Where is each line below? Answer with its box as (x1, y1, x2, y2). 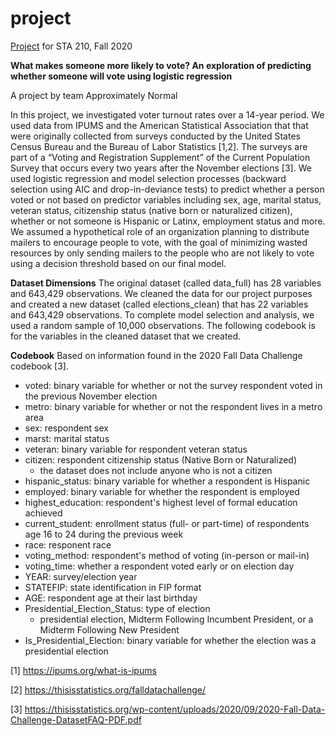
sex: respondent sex (24, 422, 109, 434)
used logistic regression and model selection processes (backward (10, 172, 287, 184)
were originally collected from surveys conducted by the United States (10, 130, 301, 142)
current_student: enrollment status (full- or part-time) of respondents (24, 517, 310, 529)
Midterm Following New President (39, 623, 180, 636)
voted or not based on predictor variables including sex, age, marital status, (10, 193, 322, 206)
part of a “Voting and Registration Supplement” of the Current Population (10, 151, 311, 163)
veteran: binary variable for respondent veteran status (24, 443, 248, 455)
